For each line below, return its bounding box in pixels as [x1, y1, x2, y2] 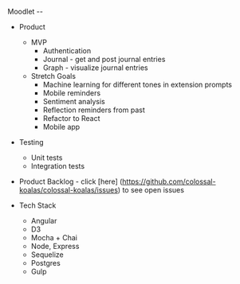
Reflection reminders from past [42, 105, 145, 115]
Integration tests [30, 161, 85, 170]
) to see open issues [117, 185, 185, 194]
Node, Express [30, 242, 80, 251]
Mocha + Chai [30, 233, 77, 242]
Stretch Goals [30, 72, 77, 80]
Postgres [30, 259, 61, 267]
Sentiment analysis [42, 97, 105, 106]
